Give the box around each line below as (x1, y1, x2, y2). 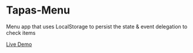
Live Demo (6, 41, 32, 48)
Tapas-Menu (6, 4, 71, 17)
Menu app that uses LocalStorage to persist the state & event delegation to (6, 23, 188, 30)
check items (6, 29, 36, 36)
